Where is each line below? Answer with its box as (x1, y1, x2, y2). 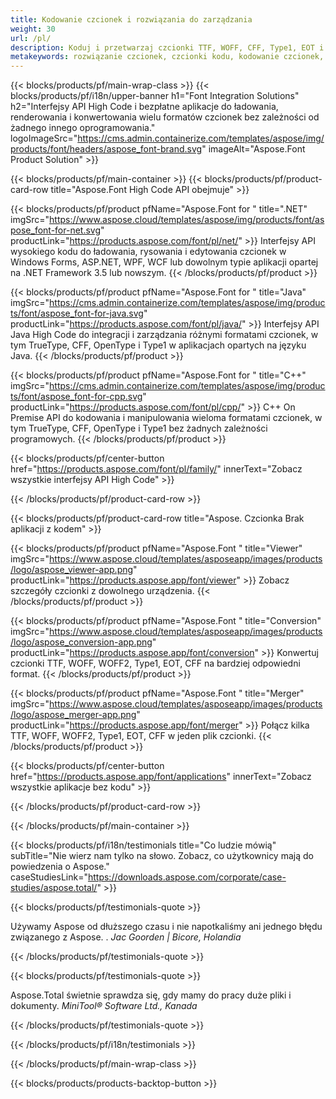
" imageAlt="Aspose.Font (201, 143, 306, 155)
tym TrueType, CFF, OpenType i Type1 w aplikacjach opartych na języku (10, 339, 307, 351)
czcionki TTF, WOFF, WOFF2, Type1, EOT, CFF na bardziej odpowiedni (10, 657, 301, 670)
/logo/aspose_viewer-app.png (10, 564, 134, 576)
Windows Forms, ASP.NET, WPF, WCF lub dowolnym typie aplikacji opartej (10, 256, 319, 268)
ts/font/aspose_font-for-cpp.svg (10, 391, 143, 403)
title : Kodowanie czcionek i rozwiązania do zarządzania (10, 14, 253, 25)
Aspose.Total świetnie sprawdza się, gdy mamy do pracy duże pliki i (10, 989, 292, 1001)
